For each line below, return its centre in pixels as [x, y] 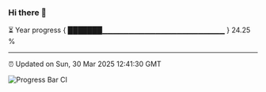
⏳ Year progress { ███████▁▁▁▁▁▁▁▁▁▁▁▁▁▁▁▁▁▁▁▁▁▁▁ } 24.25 [129, 30]
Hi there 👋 [28, 13]
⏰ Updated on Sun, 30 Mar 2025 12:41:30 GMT [85, 64]
